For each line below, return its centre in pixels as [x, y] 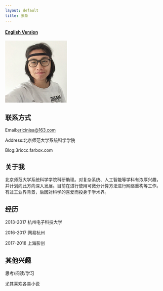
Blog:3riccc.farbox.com [29, 150]
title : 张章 [17, 16]
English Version [22, 32]
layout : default [22, 10]
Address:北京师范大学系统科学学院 [40, 140]
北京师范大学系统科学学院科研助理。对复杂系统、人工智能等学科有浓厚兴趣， [83, 180]
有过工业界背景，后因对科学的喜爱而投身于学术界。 [57, 192]
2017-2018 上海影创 [25, 243]
